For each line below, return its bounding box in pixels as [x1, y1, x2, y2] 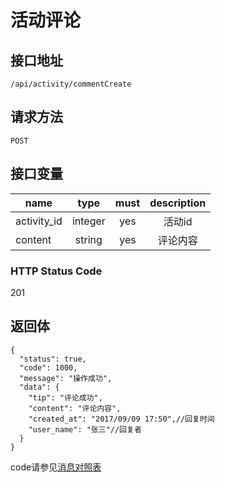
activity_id [15, 214, 63, 228]
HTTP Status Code [10, 264, 103, 278]
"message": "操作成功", [19, 373, 113, 383]
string [74, 232, 103, 246]
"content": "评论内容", [28, 403, 122, 413]
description [149, 196, 207, 210]
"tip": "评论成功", [28, 392, 103, 403]
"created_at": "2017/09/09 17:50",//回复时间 [28, 414, 215, 424]
